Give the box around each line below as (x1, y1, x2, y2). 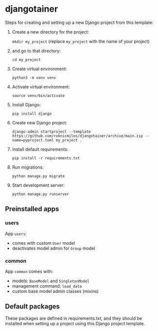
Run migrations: (12, 164, 44, 170)
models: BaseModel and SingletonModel (12, 278, 90, 284)
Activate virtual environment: (12, 84, 70, 90)
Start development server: (12, 182, 65, 188)
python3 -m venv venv (12, 75, 56, 80)
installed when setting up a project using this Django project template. (5, 320, 145, 326)
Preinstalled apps (5, 205, 59, 213)
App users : (5, 231, 27, 236)
